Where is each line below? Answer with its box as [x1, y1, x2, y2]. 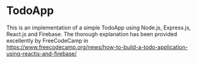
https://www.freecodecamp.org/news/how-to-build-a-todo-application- [6, 43, 188, 51]
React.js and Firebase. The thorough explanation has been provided [6, 30, 177, 37]
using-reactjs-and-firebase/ [6, 50, 77, 57]
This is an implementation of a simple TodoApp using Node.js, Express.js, [6, 24, 191, 31]
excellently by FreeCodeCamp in [6, 37, 89, 44]
